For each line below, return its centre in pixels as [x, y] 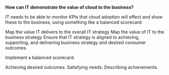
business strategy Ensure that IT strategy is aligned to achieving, [72, 37]
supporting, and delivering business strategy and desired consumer [76, 42]
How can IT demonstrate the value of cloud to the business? [69, 7]
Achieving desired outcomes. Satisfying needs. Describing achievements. [82, 67]
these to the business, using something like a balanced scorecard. [74, 22]
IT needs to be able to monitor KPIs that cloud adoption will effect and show [84, 17]
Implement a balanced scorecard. [40, 57]
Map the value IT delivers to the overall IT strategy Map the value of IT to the [85, 32]
